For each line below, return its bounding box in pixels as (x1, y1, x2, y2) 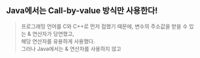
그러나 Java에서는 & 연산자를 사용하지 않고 (20, 45, 121, 52)
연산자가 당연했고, (32, 30, 74, 37)
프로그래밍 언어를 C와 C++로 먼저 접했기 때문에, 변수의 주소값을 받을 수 (20, 23, 188, 30)
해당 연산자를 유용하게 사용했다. (20, 38, 95, 45)
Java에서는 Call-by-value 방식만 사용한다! (6, 5, 158, 16)
